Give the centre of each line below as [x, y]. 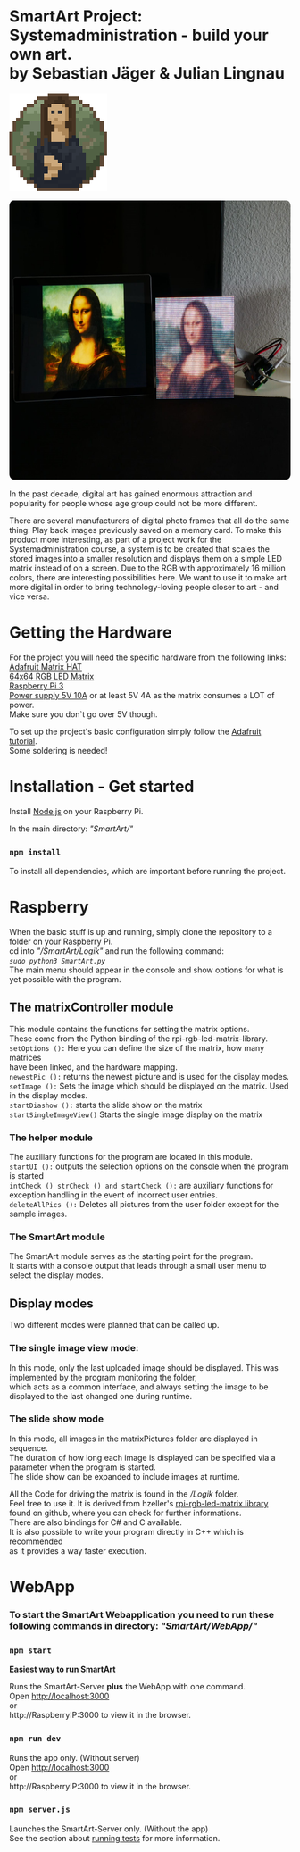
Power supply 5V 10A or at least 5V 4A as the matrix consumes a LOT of [142, 695]
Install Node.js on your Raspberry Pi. [76, 811]
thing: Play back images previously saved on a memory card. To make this [146, 530]
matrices [25, 1057]
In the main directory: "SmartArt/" [71, 829]
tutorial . [23, 741]
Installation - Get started [102, 787]
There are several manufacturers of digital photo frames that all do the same [150, 521]
